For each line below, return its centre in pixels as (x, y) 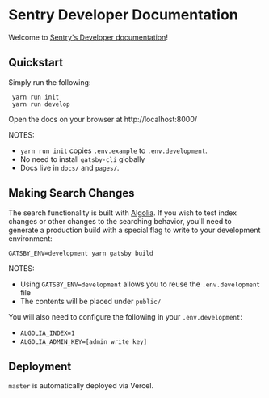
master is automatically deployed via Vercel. (81, 386)
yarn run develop (41, 104)
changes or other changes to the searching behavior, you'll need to (120, 221)
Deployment (40, 366)
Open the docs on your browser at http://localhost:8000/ (103, 119)
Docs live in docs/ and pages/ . (69, 167)
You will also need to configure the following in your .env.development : (126, 316)
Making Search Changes (71, 193)
